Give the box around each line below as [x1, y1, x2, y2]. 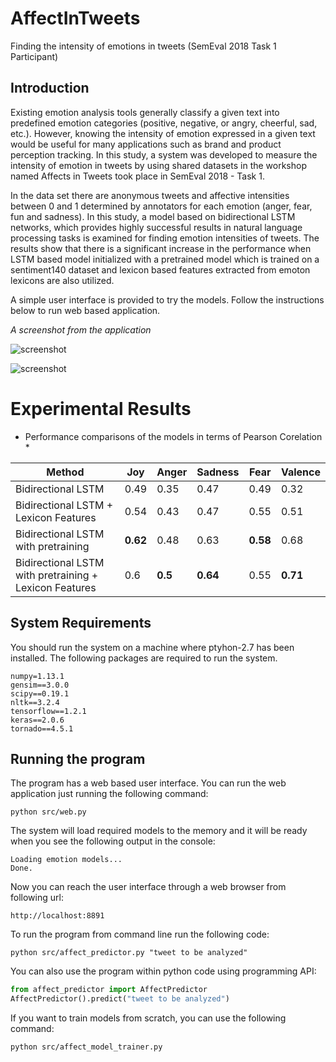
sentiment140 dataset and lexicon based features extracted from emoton [10, 263, 311, 276]
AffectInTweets [10, 7, 141, 30]
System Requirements [10, 615, 152, 632]
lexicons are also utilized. [10, 274, 115, 286]
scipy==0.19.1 [10, 688, 70, 699]
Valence [280, 465, 321, 479]
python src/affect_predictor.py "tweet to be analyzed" [10, 948, 248, 958]
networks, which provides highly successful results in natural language [10, 221, 303, 233]
